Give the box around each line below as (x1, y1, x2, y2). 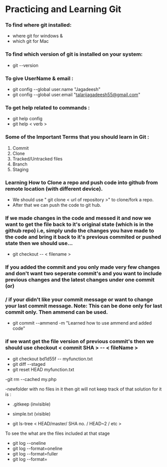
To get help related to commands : (5, 104, 90, 111)
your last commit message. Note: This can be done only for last (5, 302, 162, 309)
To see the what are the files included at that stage (5, 430, 110, 436)
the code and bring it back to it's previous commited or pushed (5, 233, 161, 240)
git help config (12, 116, 43, 122)
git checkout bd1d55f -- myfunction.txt (12, 356, 93, 362)
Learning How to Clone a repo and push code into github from (5, 179, 158, 186)
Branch (12, 161, 28, 167)
